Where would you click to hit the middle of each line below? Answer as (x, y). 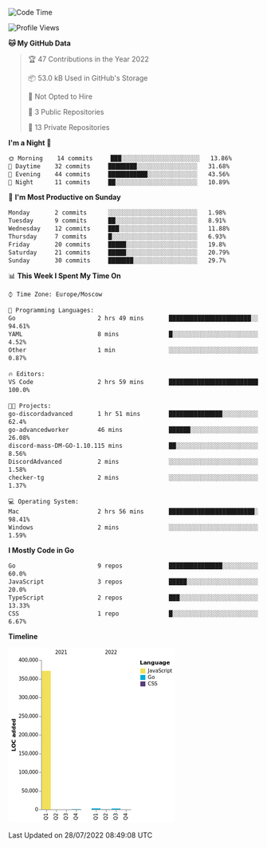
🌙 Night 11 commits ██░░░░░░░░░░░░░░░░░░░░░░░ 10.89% (119, 183)
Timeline (23, 636)
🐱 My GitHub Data (40, 43)
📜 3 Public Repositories (66, 112)
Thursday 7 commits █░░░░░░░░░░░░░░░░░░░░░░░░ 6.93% (117, 237)
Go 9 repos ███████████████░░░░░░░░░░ (133, 566)
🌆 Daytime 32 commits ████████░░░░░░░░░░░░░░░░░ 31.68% (119, 167)
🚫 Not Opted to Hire (60, 96)
